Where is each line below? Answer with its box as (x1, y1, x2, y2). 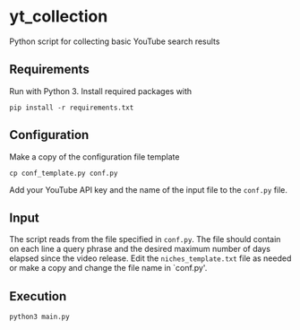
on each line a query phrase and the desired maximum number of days (9, 244, 271, 255)
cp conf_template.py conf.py (9, 169, 118, 178)
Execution (9, 289, 67, 304)
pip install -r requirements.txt (9, 103, 134, 112)
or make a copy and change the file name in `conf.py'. (9, 263, 208, 274)
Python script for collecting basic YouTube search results (9, 36, 220, 47)
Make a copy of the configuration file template (9, 151, 180, 162)
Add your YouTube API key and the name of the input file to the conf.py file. (9, 184, 288, 195)
